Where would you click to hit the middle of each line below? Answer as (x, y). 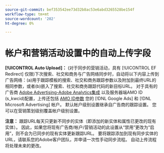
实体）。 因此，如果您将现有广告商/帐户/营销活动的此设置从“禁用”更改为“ (78, 127)
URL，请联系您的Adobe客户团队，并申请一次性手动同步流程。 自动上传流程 (81, 140)
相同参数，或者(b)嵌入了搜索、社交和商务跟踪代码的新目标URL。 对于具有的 (82, 86)
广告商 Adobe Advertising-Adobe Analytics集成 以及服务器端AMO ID (74, 92)
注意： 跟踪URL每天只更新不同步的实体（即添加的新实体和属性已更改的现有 (81, 121)
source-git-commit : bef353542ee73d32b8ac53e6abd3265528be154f (70, 10)
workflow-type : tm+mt (27, 14)
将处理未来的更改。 (24, 146)
